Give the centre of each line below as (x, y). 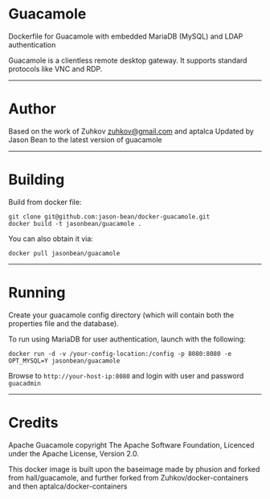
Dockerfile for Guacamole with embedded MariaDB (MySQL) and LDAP (126, 36)
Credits (33, 422)
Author (32, 109)
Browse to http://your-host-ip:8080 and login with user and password (126, 375)
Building (37, 180)
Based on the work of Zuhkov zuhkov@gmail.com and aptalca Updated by (131, 131)
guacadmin (25, 383)
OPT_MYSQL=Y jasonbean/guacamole (64, 361)
